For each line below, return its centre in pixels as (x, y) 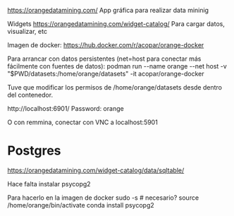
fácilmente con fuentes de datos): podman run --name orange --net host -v (117, 66)
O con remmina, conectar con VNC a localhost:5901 (83, 122)
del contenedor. (30, 95)
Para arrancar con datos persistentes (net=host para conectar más (104, 59)
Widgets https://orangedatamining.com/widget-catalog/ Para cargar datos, (116, 24)
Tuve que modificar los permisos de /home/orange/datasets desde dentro (115, 87)
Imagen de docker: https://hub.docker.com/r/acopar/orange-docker (106, 45)
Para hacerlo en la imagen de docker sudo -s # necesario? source (103, 198)
